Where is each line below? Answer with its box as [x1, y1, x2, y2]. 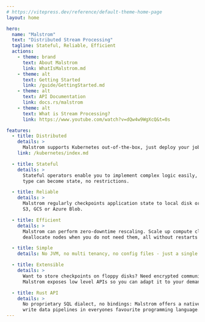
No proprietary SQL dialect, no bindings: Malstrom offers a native [22, 301, 201, 307]
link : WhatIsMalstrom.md [22, 65, 86, 71]
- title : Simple [12, 245, 53, 251]
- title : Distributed [12, 133, 67, 139]
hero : [6, 26, 20, 32]
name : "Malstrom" [12, 31, 56, 37]
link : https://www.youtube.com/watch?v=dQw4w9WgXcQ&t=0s [22, 116, 171, 123]
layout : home [6, 15, 40, 21]
